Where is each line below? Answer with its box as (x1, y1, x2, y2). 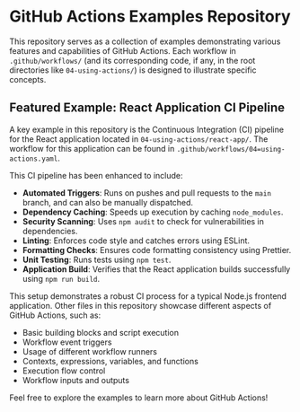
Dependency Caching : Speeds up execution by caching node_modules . (22, 206, 284, 217)
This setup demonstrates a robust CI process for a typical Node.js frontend (9, 290, 287, 302)
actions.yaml (9, 154, 58, 163)
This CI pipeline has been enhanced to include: (9, 170, 183, 180)
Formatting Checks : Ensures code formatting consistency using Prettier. (22, 244, 292, 255)
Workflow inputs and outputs (22, 374, 130, 385)
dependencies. (22, 225, 78, 236)
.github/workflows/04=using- (176, 145, 286, 153)
